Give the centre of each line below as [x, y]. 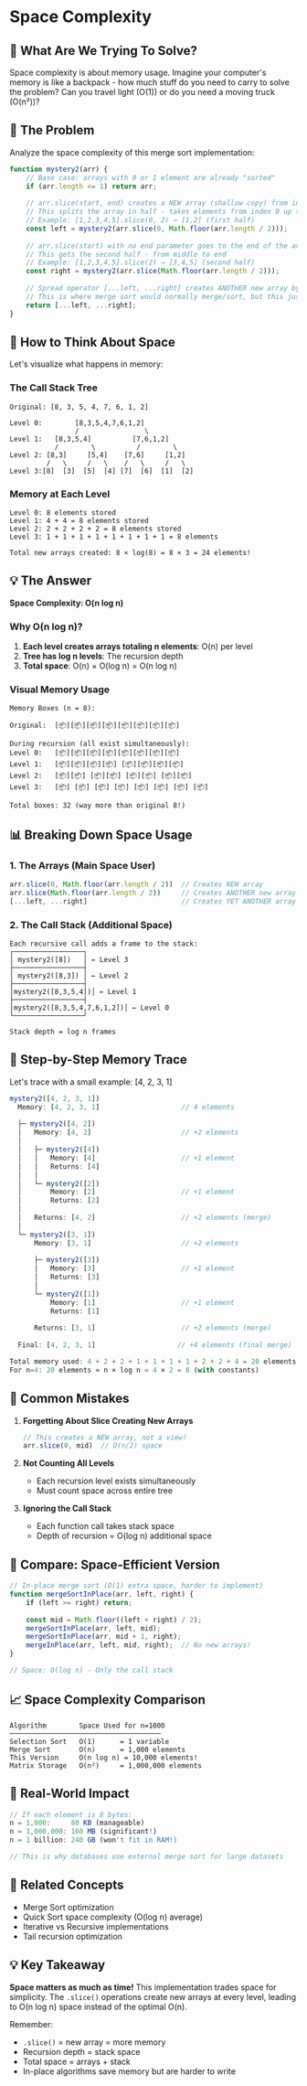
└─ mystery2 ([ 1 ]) [67, 1294]
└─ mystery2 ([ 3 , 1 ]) [57, 1235]
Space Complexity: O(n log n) [67, 603]
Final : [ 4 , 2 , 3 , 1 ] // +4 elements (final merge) [155, 1345]
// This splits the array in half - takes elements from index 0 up [159, 212]
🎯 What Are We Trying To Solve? [104, 51]
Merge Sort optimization [68, 1907]
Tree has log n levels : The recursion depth [103, 657]
